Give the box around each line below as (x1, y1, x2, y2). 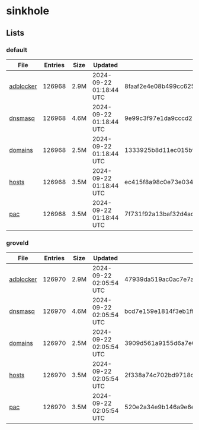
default (6, 46, 28, 54)
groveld (6, 239, 29, 247)
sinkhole (6, 4, 49, 18)
